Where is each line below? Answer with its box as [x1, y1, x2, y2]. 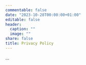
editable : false [5, 17, 40, 22]
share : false [5, 36, 33, 41]
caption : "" [10, 27, 36, 32]
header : [5, 21, 22, 27]
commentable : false [5, 7, 47, 13]
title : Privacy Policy [5, 41, 54, 46]
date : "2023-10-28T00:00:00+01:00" [5, 12, 81, 17]
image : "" [10, 31, 31, 36]
